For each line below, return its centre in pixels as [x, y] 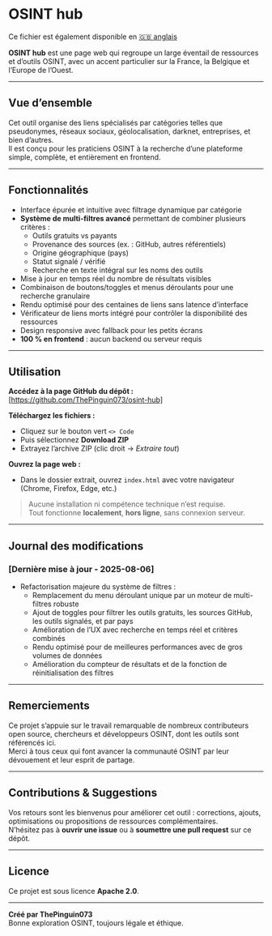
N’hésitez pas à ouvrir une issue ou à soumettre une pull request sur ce [130, 829]
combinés [49, 639]
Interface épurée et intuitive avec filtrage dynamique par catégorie [131, 209]
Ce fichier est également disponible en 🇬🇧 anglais [93, 36]
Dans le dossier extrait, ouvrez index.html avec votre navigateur [127, 480]
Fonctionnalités [49, 190]
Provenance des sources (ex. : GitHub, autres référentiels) [129, 244]
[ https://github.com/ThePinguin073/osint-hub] [86, 400]
